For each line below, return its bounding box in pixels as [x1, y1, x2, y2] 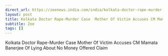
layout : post [5, 12, 32, 17]
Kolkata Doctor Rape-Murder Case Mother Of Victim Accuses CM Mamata [5, 39, 158, 45]
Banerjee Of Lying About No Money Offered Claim [5, 45, 108, 51]
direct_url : [5, 7, 30, 12]
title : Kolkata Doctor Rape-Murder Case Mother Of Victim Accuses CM [5, 16, 155, 21]
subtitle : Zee [5, 21, 35, 26]
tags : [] [5, 26, 23, 31]
